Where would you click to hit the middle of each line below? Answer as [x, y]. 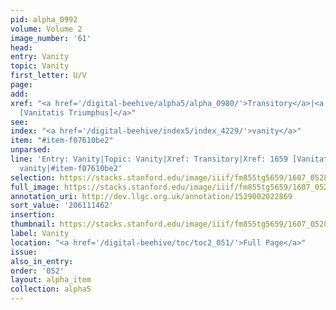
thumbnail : [33, 224]
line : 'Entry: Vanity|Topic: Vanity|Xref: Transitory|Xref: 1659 [149, 159]
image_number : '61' [51, 38]
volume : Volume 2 [46, 29]
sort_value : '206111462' [62, 206]
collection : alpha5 [51, 289]
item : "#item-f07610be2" [62, 141]
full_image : [35, 187]
